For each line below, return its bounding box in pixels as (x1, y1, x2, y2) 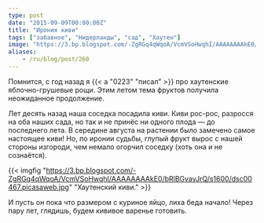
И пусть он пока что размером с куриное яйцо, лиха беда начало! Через (8, 197, 254, 207)
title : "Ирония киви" (8, 26, 79, 34)
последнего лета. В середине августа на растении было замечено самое (8, 125, 255, 134)
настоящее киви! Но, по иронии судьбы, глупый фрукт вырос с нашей (8, 133, 243, 143)
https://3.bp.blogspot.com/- (46, 166, 137, 175)
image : (8, 41, 30, 49)
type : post (8, 11, 44, 20)
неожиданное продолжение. (8, 93, 104, 103)
